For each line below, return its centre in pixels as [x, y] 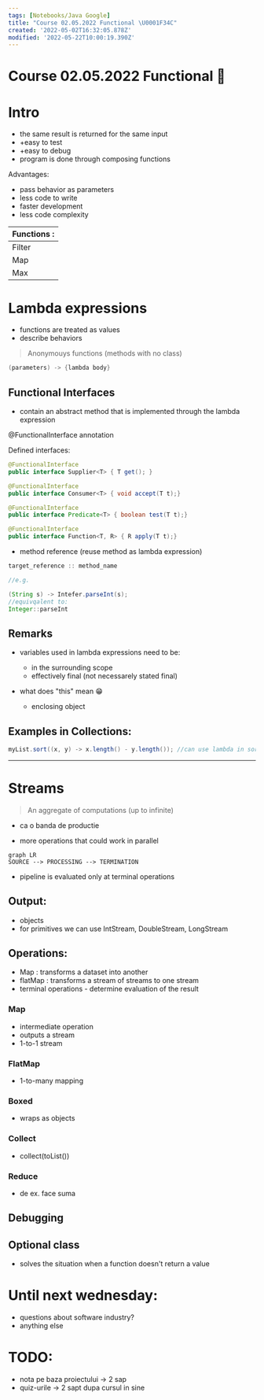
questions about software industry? [77, 1317]
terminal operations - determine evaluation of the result [109, 989]
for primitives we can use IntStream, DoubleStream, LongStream [124, 929]
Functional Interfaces [62, 392]
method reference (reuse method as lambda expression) [111, 551]
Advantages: [29, 175]
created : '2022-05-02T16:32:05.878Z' [70, 30]
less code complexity [54, 215]
